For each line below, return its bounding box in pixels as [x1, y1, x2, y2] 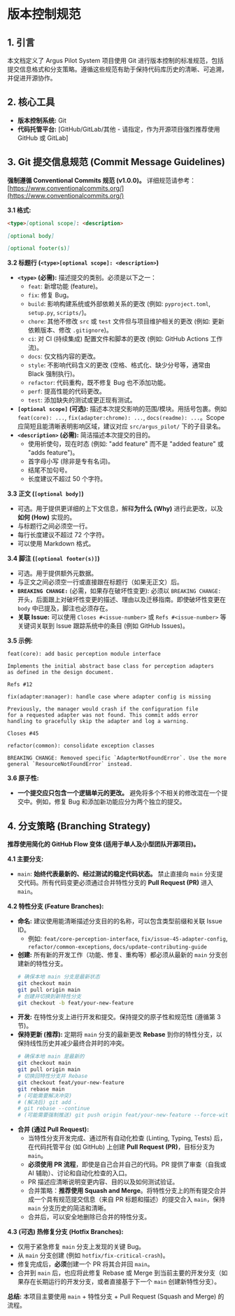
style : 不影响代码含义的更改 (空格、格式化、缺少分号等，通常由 [27, 361, 211, 370]
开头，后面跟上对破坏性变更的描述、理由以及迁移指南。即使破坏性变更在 [17, 596, 226, 604]
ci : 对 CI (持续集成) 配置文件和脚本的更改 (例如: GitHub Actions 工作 [27, 335, 223, 343]
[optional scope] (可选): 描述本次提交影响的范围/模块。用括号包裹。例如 [17, 405, 227, 413]
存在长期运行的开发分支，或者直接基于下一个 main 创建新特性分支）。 [23, 1277, 221, 1286]
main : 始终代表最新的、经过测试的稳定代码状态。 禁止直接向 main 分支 [17, 869, 217, 878]
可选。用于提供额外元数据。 [17, 569, 98, 577]
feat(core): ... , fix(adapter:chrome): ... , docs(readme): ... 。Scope [17, 414, 225, 422]
